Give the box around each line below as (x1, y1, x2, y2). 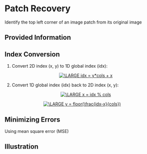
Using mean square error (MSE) (4, 128, 69, 134)
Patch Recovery (4, 3, 71, 14)
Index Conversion (4, 50, 60, 58)
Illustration (4, 143, 39, 151)
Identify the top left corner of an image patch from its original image (4, 19, 142, 25)
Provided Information (4, 33, 71, 42)
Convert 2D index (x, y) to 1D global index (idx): (11, 63, 108, 69)
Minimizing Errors (4, 115, 60, 124)
